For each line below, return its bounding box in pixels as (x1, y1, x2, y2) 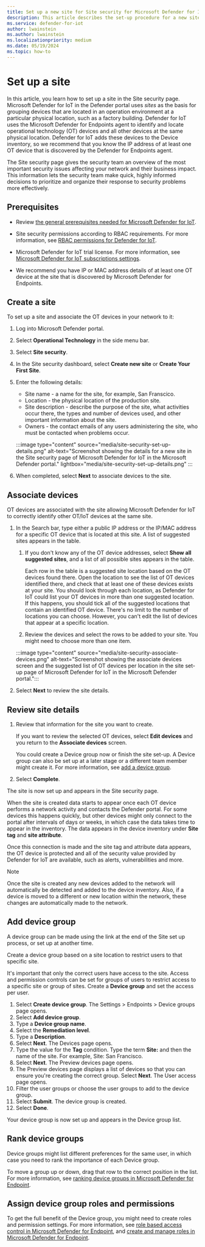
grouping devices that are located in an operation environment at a (7, 108, 174, 115)
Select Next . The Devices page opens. (15, 1039, 113, 1047)
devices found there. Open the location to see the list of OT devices (24, 574, 195, 581)
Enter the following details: (15, 379, 83, 386)
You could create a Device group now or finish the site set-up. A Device (15, 750, 195, 758)
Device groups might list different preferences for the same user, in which (7, 1150, 192, 1157)
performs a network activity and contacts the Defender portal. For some (7, 805, 187, 813)
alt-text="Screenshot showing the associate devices (50, 656, 182, 663)
